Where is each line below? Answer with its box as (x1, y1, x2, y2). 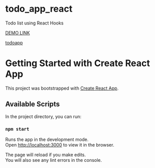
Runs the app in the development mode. (5, 136, 89, 143)
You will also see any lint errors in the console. (5, 157, 102, 163)
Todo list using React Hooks (5, 20, 64, 26)
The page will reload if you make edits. (5, 151, 86, 158)
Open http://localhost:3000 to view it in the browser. (5, 142, 114, 148)
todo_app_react (5, 3, 72, 15)
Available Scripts (5, 100, 60, 108)
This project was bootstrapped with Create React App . (5, 85, 119, 91)
